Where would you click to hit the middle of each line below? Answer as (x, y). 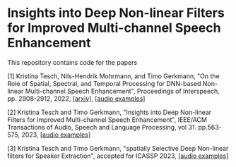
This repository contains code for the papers (72, 62)
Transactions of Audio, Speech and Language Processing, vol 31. (102, 127)
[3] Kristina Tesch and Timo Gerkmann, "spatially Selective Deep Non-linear (118, 148)
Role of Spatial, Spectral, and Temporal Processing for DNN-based (104, 83)
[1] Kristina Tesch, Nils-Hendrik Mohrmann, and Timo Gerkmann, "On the (114, 76)
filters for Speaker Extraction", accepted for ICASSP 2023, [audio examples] (118, 156)
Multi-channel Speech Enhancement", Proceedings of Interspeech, (123, 91)
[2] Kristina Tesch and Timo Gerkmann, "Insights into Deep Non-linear (110, 112)
